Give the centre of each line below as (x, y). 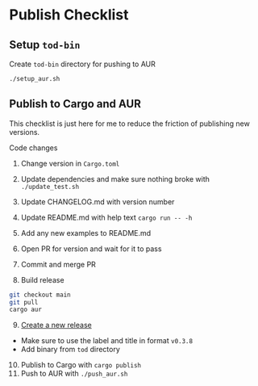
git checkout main (40, 295)
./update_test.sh (50, 187)
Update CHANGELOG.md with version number (98, 201)
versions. (24, 132)
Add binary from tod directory (70, 350)
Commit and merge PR (58, 264)
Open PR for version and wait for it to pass (91, 249)
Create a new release (56, 325)
